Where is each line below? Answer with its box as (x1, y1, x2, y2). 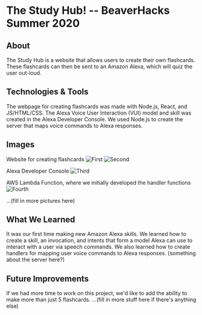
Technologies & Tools (6, 87, 89, 97)
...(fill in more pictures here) (6, 197, 75, 204)
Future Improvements (6, 273, 89, 284)
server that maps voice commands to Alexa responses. (6, 122, 143, 129)
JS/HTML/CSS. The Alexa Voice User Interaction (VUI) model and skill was (6, 109, 192, 116)
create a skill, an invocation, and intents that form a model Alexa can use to (6, 237, 193, 244)
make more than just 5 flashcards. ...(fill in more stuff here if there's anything (6, 296, 197, 304)
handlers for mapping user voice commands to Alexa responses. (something (6, 250, 196, 257)
